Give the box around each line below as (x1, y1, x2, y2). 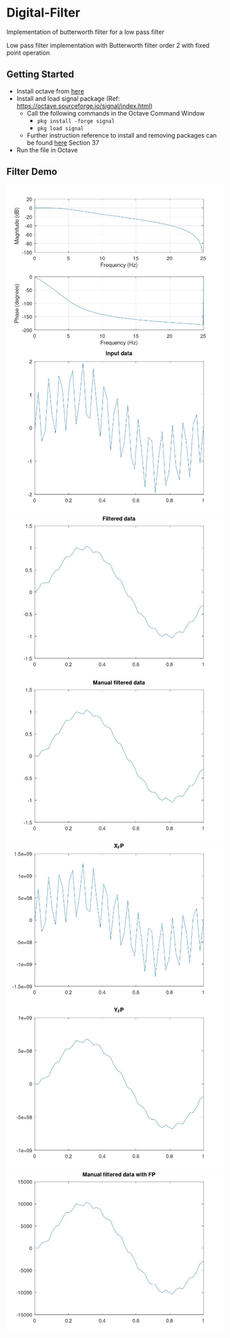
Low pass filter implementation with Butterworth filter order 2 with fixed (6, 41, 210, 49)
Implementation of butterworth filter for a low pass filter (6, 28, 165, 36)
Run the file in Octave (16, 145, 78, 154)
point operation (6, 48, 50, 57)
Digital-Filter (6, 5, 81, 21)
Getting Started (6, 69, 75, 80)
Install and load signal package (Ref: (16, 94, 120, 102)
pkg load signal (37, 125, 84, 132)
